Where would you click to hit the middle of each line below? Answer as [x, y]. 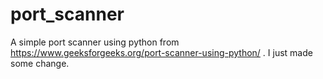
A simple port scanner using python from [95, 42]
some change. [40, 63]
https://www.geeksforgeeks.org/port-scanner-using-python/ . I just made [161, 52]
